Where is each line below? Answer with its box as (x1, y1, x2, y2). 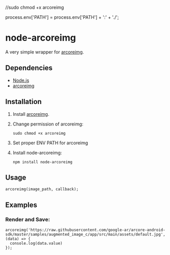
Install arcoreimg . (12, 111, 50, 117)
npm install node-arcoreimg (12, 159, 72, 165)
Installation (5, 97, 42, 106)
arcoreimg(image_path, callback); (5, 187, 79, 192)
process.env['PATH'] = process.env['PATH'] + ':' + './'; (5, 14, 119, 20)
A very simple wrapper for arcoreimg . (5, 48, 84, 55)
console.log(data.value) (10, 241, 63, 246)
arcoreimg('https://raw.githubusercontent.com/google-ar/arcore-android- (5, 227, 166, 233)
